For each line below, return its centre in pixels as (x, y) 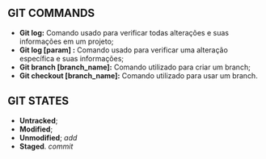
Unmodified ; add (48, 137)
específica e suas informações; (72, 58)
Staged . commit (46, 146)
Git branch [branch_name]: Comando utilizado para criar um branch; (135, 67)
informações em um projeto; (66, 41)
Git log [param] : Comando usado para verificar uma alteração (123, 50)
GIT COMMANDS (51, 13)
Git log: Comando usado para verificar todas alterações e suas (124, 32)
